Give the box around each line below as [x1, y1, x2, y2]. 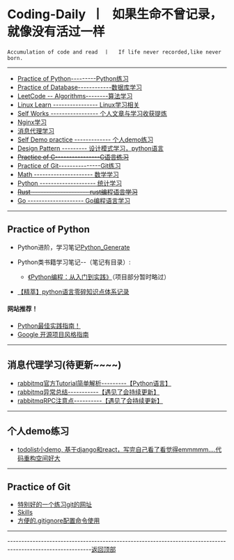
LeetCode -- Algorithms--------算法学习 [17, 91, 133, 100]
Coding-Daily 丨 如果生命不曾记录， [7, 6, 223, 22]
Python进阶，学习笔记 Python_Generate [17, 243, 130, 251]
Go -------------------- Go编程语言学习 [17, 196, 131, 204]
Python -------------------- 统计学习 [17, 179, 122, 187]
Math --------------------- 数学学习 [17, 170, 120, 179]
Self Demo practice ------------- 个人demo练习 [17, 135, 154, 144]
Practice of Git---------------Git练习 [17, 161, 121, 169]
